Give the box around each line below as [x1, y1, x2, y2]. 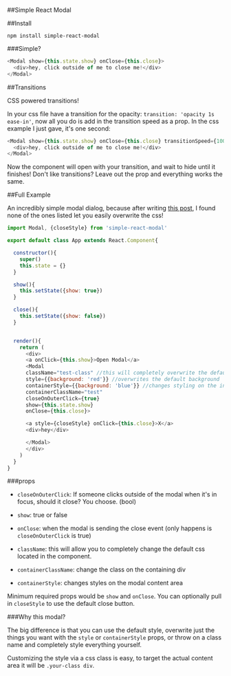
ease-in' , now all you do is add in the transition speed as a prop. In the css [7, 117, 219, 125]
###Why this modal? [7, 613, 66, 621]
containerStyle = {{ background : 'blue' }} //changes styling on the [25, 382, 217, 389]
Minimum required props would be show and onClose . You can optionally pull [7, 592, 222, 600]
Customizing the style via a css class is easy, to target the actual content [7, 654, 213, 662]
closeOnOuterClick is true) [16, 532, 91, 540]
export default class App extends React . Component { [7, 237, 158, 244]
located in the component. [16, 552, 92, 560]
